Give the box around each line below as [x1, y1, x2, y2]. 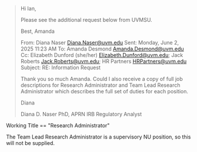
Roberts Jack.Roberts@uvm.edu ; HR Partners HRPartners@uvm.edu [20, 58, 187, 65]
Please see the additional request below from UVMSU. [20, 16, 152, 23]
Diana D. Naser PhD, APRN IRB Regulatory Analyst [20, 111, 142, 117]
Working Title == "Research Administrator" [6, 122, 110, 129]
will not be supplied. [6, 140, 55, 146]
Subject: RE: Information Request [20, 64, 101, 71]
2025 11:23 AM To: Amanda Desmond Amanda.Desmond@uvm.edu [20, 45, 184, 52]
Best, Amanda [20, 28, 55, 35]
